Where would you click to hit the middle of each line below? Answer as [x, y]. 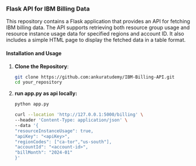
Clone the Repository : [42, 66]
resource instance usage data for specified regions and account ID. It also [95, 34]
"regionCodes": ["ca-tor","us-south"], [63, 142]
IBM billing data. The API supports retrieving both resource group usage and [98, 27]
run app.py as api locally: [46, 93]
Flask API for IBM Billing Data [48, 9]
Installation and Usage [34, 53]
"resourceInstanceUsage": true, [54, 131]
